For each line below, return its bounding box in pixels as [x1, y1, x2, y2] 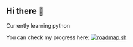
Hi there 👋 [6, 6, 44, 16]
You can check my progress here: [6, 34, 90, 41]
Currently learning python [6, 22, 70, 29]
